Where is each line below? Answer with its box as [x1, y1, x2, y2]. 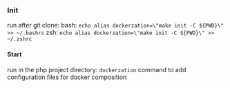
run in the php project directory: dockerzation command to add [7, 65, 186, 74]
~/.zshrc [7, 36, 32, 43]
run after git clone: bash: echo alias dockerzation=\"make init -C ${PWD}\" [7, 21, 224, 30]
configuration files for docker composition [7, 73, 127, 81]
